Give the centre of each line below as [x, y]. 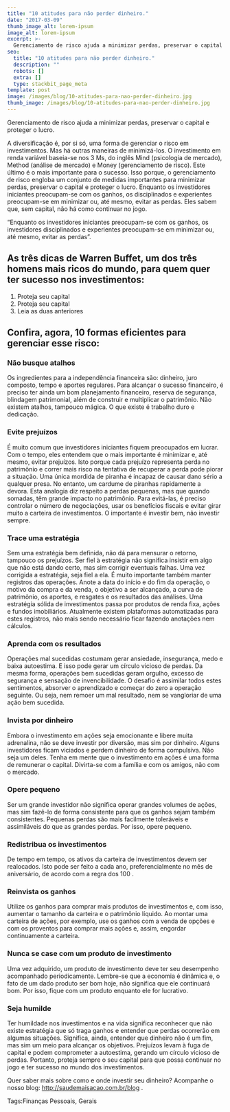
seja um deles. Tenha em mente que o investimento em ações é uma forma [113, 757]
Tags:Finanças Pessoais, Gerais [52, 1101]
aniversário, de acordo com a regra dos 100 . [70, 874]
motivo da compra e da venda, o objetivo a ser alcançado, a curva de [105, 589]
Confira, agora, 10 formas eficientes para [97, 333]
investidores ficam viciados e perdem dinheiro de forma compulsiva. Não [111, 750]
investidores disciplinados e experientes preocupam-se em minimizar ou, [111, 229]
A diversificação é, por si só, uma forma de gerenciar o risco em [98, 143]
